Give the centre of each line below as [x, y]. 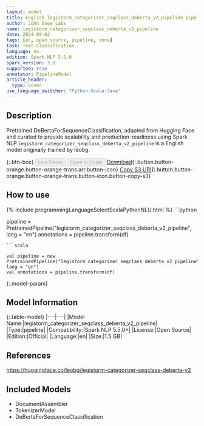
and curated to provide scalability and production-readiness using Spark [97, 137]
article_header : [27, 80]
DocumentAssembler [42, 404]
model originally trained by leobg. [48, 149]
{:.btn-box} [20, 162]
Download [119, 162]
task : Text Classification [40, 46]
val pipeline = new [31, 256]
